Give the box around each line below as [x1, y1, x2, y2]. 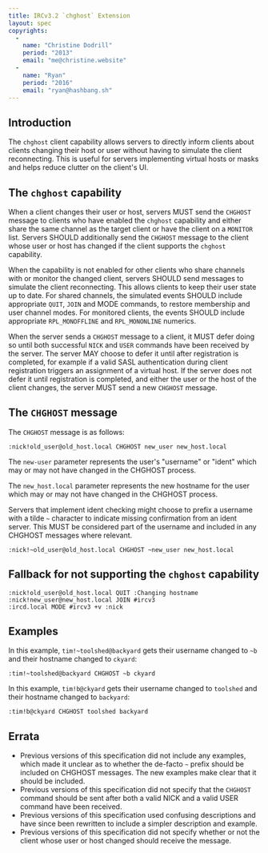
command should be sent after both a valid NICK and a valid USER [19, 794, 238, 803]
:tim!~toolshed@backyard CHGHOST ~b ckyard [8, 670, 156, 678]
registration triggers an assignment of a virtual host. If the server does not [8, 366, 252, 375]
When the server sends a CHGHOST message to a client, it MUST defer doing [8, 332, 255, 341]
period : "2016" [22, 78, 74, 87]
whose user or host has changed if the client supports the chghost [8, 241, 226, 251]
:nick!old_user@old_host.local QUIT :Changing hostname [8, 589, 198, 597]
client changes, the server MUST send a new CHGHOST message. [8, 383, 218, 392]
